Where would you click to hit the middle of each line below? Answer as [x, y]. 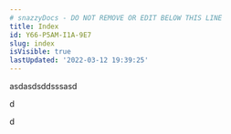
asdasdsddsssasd [43, 86]
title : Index [34, 26]
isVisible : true [40, 52]
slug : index [32, 43]
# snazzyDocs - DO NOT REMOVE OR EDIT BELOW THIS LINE [116, 18]
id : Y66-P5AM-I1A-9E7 [51, 35]
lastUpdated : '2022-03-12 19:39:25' [79, 60]
